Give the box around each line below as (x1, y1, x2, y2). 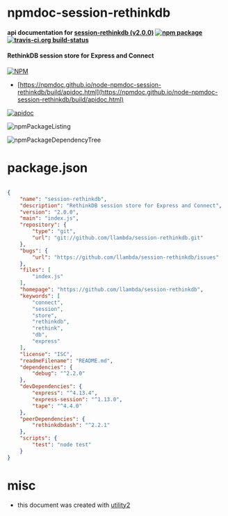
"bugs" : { (19, 247, 49, 255)
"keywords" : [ (19, 292, 60, 300)
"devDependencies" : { (19, 383, 82, 390)
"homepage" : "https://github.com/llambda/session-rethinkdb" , (19, 287, 204, 293)
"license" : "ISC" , (19, 350, 73, 357)
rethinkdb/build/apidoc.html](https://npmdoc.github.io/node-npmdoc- (17, 88, 218, 96)
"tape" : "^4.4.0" (32, 402, 82, 410)
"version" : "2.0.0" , (19, 209, 79, 216)
